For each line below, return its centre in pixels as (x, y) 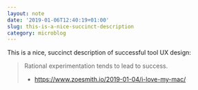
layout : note (26, 13)
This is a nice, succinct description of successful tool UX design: (99, 53)
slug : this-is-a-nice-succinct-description (71, 26)
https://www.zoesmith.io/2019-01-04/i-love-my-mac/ (110, 80)
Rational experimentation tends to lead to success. (96, 66)
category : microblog (37, 33)
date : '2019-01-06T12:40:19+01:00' (58, 20)
